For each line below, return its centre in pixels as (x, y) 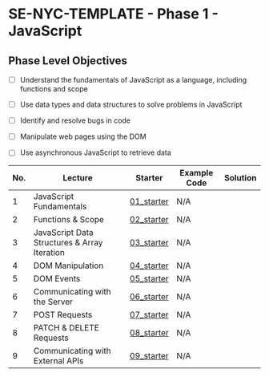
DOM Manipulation (68, 266)
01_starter (149, 201)
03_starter (149, 243)
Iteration (49, 253)
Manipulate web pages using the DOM (83, 136)
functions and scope (54, 89)
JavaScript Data (63, 233)
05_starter (149, 279)
